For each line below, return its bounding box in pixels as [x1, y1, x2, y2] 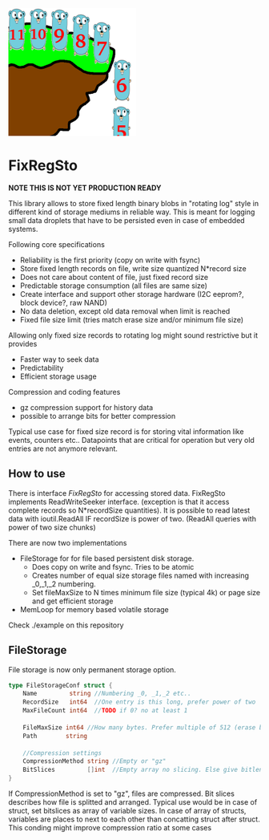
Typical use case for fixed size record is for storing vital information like [8, 426, 244, 436]
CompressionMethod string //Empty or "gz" [22, 757, 167, 765]
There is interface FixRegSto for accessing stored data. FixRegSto [8, 488, 226, 497]
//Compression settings [22, 749, 102, 757]
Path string [22, 732, 88, 740]
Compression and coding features [8, 387, 121, 396]
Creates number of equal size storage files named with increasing [31, 570, 250, 580]
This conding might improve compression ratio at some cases [8, 823, 212, 833]
